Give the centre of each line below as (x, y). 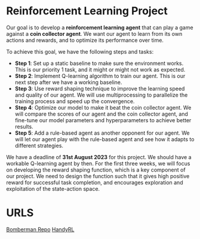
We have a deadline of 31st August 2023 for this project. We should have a (99, 157)
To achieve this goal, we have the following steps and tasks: (80, 51)
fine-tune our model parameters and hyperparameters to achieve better (103, 120)
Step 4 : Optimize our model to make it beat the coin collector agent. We (103, 107)
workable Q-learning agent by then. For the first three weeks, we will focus (98, 163)
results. (24, 126)
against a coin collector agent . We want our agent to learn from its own (94, 33)
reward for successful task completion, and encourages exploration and (95, 182)
